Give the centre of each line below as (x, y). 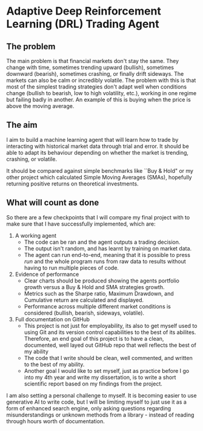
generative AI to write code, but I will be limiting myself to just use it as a (96, 402)
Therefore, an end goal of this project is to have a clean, (94, 338)
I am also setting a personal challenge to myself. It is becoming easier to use (101, 395)
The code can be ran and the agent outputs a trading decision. (102, 242)
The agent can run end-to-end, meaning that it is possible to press (107, 255)
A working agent (35, 235)
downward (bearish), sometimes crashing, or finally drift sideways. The (95, 74)
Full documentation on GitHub (52, 319)
